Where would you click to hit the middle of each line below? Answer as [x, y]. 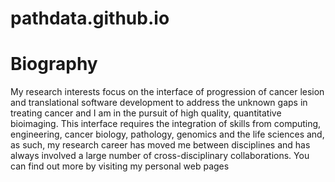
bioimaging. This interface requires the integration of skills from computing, [166, 124]
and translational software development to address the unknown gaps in [159, 103]
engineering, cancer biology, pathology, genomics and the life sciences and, [167, 134]
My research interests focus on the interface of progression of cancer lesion [167, 92]
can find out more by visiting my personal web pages [120, 166]
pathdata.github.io [90, 18]
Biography [54, 64]
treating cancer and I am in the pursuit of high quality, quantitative [146, 113]
